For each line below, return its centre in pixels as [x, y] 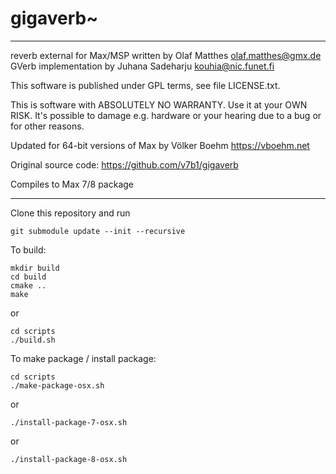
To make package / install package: [83, 358]
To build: [28, 249]
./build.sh [33, 340]
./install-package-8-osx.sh [69, 459]
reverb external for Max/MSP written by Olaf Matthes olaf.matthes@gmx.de [166, 55]
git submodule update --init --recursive [98, 231]
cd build [28, 277]
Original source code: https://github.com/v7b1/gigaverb [124, 164]
